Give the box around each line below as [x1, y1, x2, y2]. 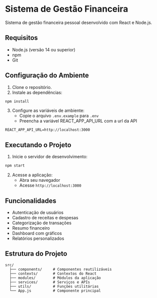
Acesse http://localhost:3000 [19, 182, 82, 189]
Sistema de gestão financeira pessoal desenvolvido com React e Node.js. [5, 20, 152, 25]
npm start [5, 163, 25, 168]
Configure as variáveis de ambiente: [12, 107, 85, 113]
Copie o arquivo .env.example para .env [19, 113, 99, 119]
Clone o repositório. [12, 84, 52, 90]
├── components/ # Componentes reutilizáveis [9, 267, 112, 272]
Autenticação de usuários [12, 209, 64, 215]
